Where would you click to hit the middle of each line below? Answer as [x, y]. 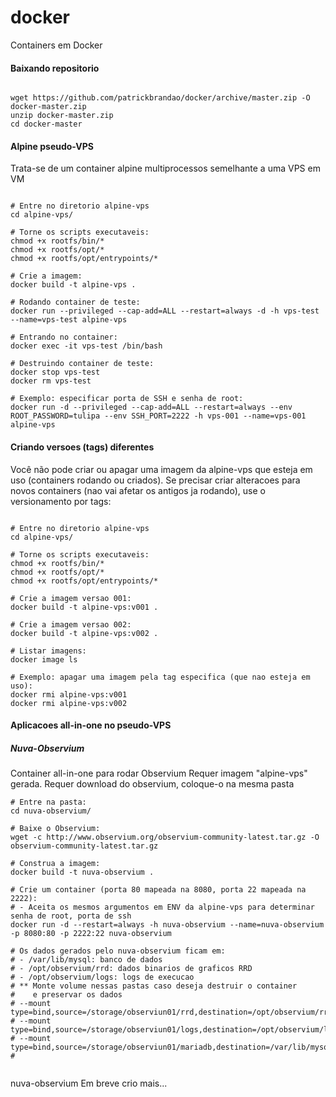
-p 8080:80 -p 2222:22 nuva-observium [91, 934]
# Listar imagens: [48, 651]
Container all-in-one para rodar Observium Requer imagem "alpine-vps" [159, 773]
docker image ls [44, 659]
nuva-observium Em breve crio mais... [89, 1083]
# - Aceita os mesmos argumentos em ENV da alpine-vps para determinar [162, 907]
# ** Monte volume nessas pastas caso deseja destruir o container [154, 986]
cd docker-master [46, 124]
